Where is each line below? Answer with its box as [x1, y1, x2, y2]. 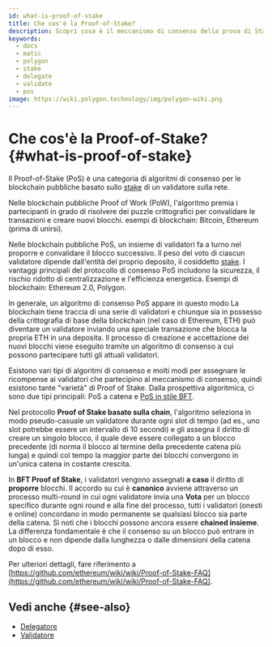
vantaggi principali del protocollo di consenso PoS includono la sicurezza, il [8, 265, 261, 276]
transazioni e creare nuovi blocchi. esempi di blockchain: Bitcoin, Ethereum [8, 216, 259, 225]
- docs [15, 42, 38, 50]
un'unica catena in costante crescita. [8, 459, 132, 469]
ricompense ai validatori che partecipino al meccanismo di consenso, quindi [8, 375, 262, 384]
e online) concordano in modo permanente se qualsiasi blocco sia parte [8, 509, 248, 519]
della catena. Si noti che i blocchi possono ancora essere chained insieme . [8, 518, 259, 528]
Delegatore [19, 622, 58, 631]
